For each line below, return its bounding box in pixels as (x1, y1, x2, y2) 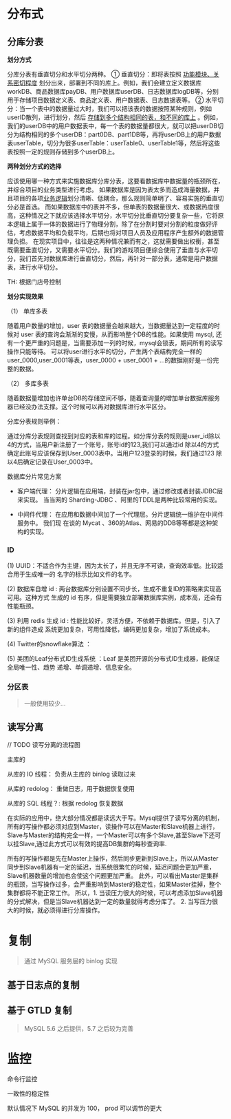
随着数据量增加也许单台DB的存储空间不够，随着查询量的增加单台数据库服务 (7, 394, 221, 402)
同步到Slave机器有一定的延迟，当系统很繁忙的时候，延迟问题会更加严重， (7, 863, 215, 872)
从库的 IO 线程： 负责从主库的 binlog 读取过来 (7, 770, 136, 779)
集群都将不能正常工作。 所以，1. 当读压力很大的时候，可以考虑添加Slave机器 (7, 889, 223, 897)
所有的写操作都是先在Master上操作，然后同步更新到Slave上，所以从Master (7, 854, 219, 863)
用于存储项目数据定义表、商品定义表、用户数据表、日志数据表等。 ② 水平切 (7, 96, 224, 104)
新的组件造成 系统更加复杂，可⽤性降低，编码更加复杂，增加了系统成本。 (7, 625, 214, 634)
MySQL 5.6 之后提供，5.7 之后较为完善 (23, 1024, 134, 1032)
